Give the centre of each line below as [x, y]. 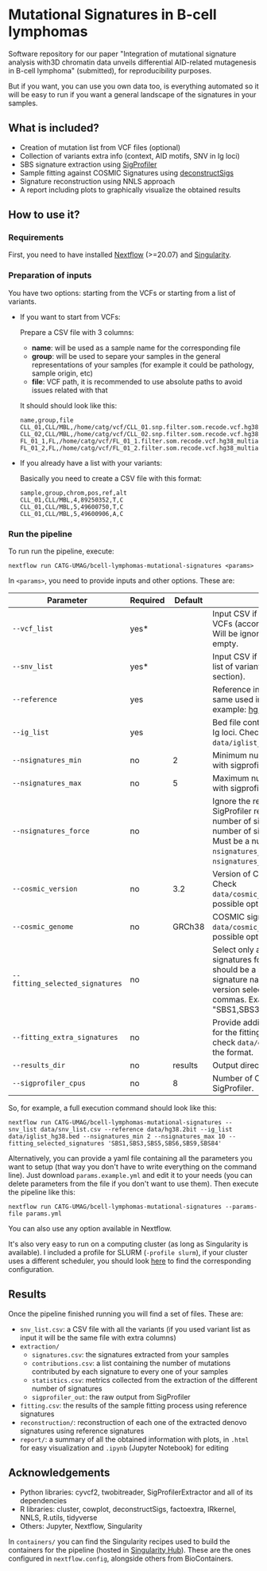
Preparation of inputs [50, 275]
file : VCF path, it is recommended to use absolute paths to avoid [137, 381]
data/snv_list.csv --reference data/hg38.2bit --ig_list [136, 1130]
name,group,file [46, 420]
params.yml [44, 1214]
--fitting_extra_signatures [65, 1037]
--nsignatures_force [51, 831]
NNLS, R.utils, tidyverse [58, 1518]
